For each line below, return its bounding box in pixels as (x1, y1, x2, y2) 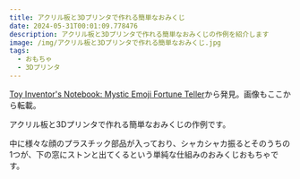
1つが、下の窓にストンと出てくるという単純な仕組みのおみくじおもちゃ (9, 149, 271, 159)
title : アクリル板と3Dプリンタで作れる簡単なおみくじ (9, 13, 185, 22)
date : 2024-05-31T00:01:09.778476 (9, 21, 139, 30)
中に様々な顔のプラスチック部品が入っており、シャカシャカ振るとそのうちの (9, 138, 291, 149)
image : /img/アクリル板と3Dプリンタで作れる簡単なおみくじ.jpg (9, 38, 221, 47)
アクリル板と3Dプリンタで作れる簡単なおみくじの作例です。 (9, 118, 231, 130)
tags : (9, 47, 30, 55)
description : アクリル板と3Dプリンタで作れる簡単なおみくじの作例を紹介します (9, 30, 270, 38)
